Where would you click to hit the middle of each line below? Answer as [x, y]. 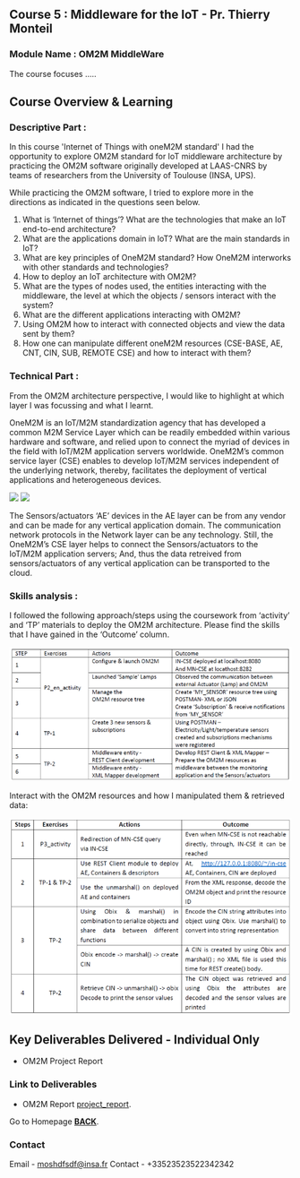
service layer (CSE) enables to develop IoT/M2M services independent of [144, 460]
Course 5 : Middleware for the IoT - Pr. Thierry [140, 15]
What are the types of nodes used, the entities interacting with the [144, 287]
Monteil [31, 29]
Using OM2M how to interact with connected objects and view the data [154, 324]
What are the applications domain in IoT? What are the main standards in [156, 239]
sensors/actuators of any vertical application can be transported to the [140, 563]
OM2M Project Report [62, 1062]
